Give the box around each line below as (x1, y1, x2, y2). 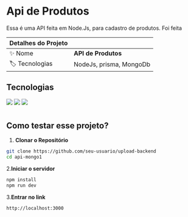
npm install (6, 177, 37, 183)
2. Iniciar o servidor (6, 165, 55, 173)
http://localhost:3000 (6, 205, 64, 211)
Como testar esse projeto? (6, 120, 109, 131)
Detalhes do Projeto (9, 38, 68, 47)
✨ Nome (9, 49, 33, 57)
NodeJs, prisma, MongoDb (74, 60, 151, 69)
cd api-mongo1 (6, 154, 43, 160)
